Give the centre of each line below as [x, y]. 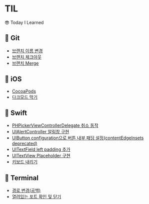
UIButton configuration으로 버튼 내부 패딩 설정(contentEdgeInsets [78, 138]
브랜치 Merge [25, 63]
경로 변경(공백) [26, 191]
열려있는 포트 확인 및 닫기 [37, 197]
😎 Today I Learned [24, 22]
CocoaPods [24, 91]
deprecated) [25, 144]
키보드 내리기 [25, 162]
